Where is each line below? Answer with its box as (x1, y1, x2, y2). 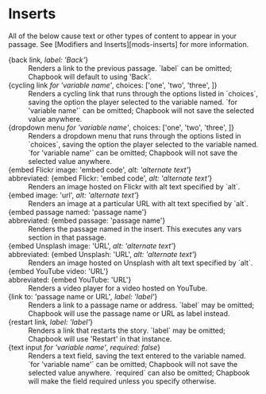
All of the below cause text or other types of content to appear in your (8, 31, 237, 41)
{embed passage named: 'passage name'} (8, 207, 148, 217)
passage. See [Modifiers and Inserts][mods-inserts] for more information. (8, 39, 249, 49)
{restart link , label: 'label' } (8, 317, 94, 326)
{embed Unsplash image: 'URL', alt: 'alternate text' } (8, 240, 176, 251)
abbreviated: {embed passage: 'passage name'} (8, 216, 166, 225)
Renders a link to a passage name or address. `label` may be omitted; (28, 300, 255, 310)
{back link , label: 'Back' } (8, 55, 89, 64)
